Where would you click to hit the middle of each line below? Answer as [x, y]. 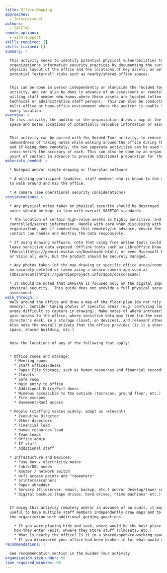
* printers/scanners [35, 481]
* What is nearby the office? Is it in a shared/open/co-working [83, 535]
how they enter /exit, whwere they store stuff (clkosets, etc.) [83, 531]
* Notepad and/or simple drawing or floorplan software [69, 170]
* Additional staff [34, 449]
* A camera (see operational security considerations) [68, 192]
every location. [26, 111]
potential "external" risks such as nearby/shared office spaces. [80, 74]
